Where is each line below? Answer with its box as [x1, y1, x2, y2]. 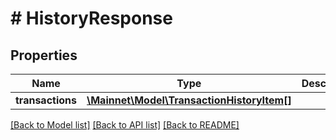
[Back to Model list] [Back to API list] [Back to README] [10, 119, 240, 131]
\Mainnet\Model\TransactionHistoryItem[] [86, 93, 292, 107]
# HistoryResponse [10, 7, 173, 30]
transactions [15, 93, 77, 107]
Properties [10, 47, 78, 64]
